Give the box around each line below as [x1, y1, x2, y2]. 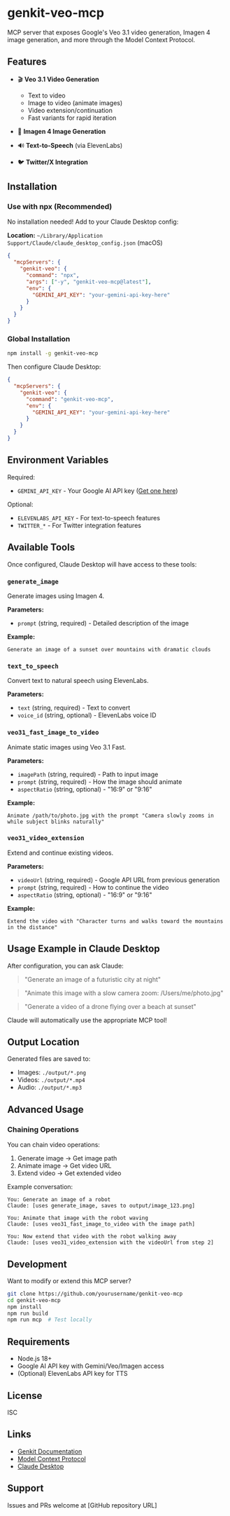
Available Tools [7, 541, 76, 553]
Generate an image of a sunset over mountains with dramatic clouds [7, 646, 211, 653]
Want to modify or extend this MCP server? [7, 1276, 131, 1285]
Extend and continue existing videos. [7, 848, 114, 857]
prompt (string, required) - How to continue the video [17, 883, 169, 891]
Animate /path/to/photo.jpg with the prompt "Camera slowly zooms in [7, 812, 215, 819]
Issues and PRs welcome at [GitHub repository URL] [7, 1501, 157, 1509]
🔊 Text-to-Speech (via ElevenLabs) [17, 141, 123, 149]
